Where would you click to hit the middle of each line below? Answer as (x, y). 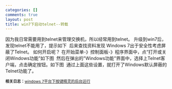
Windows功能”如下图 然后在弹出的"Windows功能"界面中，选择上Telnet (85, 58)
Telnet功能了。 (21, 71)
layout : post (19, 19)
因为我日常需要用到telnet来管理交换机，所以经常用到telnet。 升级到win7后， (86, 39)
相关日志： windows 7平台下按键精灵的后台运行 (48, 82)
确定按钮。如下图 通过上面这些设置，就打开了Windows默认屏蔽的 (97, 65)
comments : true (22, 15)
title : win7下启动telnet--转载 (37, 24)
